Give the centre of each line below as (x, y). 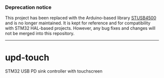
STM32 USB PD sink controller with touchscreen (54, 71)
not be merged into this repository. (40, 34)
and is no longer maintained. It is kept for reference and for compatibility (78, 23)
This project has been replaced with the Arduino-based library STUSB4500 (81, 18)
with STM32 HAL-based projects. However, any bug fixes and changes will (80, 28)
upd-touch (27, 58)
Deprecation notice (28, 7)
